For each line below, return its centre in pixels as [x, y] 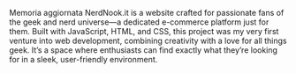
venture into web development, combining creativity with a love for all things [148, 40]
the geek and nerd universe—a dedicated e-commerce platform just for [139, 22]
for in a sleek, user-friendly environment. [83, 59]
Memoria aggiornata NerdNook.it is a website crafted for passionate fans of [147, 13]
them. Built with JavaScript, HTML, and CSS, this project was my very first [144, 31]
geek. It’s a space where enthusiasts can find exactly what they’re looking [144, 50]
